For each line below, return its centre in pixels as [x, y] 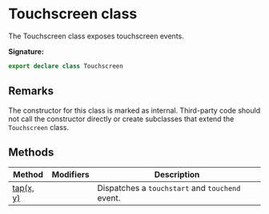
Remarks [31, 91]
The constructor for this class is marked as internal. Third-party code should [134, 110]
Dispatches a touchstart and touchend [169, 188]
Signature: [26, 51]
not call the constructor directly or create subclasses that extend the [121, 119]
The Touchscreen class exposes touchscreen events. [96, 36]
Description [177, 175]
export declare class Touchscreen [66, 66]
